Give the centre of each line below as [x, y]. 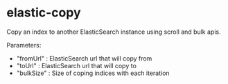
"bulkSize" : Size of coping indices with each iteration [93, 73]
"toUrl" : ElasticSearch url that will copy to [76, 65]
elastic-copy [44, 13]
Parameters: [24, 45]
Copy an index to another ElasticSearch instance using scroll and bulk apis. [114, 32]
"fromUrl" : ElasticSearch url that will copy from [84, 58]
